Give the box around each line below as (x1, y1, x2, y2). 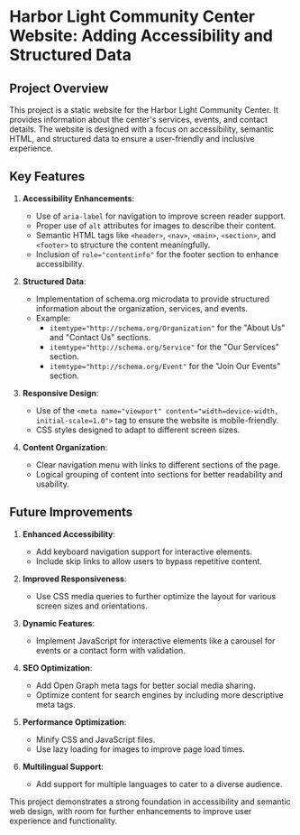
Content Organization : (22, 441, 108, 452)
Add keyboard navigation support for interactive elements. (35, 546, 253, 557)
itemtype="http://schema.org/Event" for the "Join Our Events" (49, 360, 281, 371)
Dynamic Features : (22, 617, 95, 628)
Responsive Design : (22, 387, 99, 398)
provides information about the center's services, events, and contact (9, 115, 268, 125)
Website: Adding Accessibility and (9, 25, 273, 46)
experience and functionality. (9, 815, 118, 826)
